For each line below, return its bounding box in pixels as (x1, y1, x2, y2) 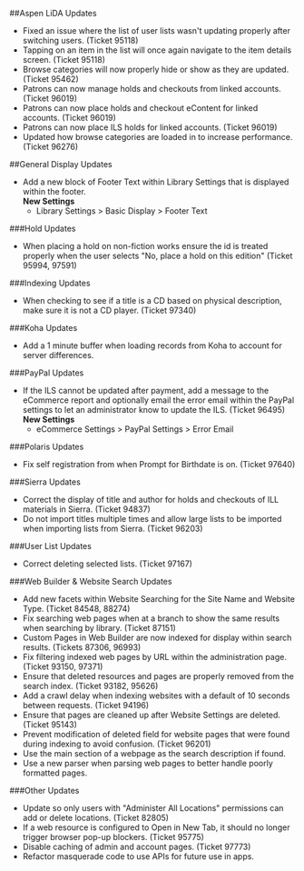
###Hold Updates (9, 223, 76, 234)
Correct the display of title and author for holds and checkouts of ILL (22, 495, 279, 505)
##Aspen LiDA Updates (9, 8, 97, 18)
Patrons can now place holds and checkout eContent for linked (22, 103, 259, 113)
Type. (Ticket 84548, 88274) (22, 604, 131, 614)
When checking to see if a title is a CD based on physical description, (22, 295, 283, 305)
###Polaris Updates (9, 441, 84, 452)
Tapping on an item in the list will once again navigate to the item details (22, 45, 292, 55)
